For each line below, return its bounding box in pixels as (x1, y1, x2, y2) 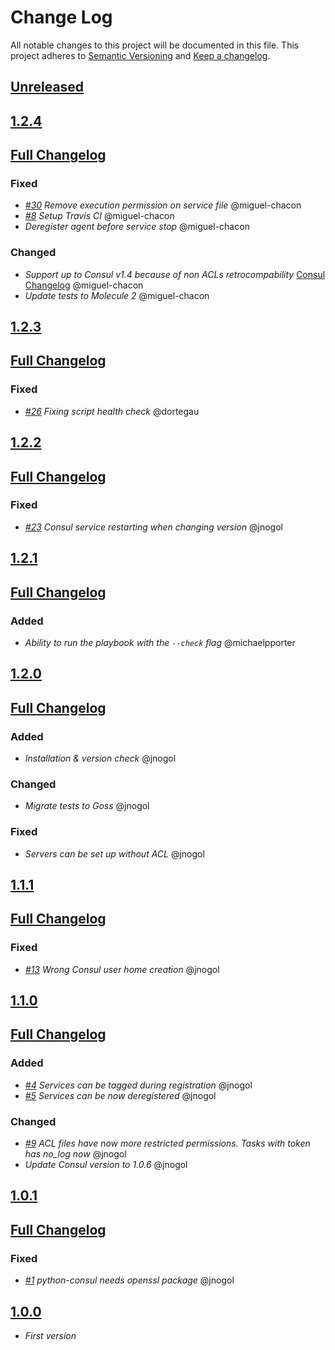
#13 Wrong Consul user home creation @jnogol (24, 963, 220, 975)
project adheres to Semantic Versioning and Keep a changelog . (10, 49, 271, 61)
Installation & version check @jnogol (24, 752, 177, 765)
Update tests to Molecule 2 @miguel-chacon (24, 289, 210, 301)
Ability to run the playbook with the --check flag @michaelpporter (24, 636, 296, 648)
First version (24, 1329, 77, 1341)
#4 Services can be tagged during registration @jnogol (24, 1079, 253, 1091)
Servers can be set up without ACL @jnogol (24, 847, 205, 860)
